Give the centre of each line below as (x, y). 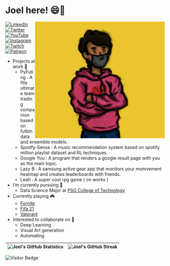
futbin (26, 131)
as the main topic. (39, 163)
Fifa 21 (27, 208)
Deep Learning (36, 224)
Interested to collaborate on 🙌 (44, 219)
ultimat (27, 88)
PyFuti (27, 72)
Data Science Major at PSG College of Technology (73, 190)
